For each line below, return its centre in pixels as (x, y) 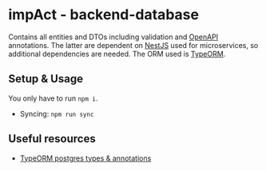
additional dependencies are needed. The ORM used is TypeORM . (117, 54)
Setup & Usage (46, 79)
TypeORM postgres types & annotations (85, 158)
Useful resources (52, 139)
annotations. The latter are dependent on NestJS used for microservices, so (133, 45)
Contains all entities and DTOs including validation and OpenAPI (113, 37)
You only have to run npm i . (53, 98)
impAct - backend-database (104, 15)
